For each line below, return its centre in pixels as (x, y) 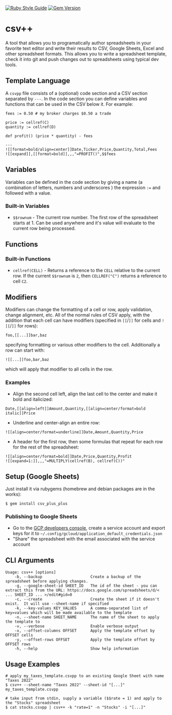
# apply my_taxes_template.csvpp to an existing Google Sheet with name (85, 676)
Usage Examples (33, 664)
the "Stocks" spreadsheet (33, 703)
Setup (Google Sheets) (42, 477)
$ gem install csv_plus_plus (36, 504)
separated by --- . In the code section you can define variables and (76, 99)
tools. (11, 65)
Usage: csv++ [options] (31, 572)
